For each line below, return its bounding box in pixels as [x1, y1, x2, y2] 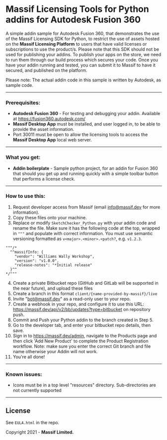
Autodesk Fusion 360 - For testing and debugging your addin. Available [12, 111, 161, 117]
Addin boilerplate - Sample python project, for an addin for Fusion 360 [12, 165, 158, 171]
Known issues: [5, 371, 43, 377]
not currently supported [12, 387, 61, 393]
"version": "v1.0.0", [14, 258, 59, 263]
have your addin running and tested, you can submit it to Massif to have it [5, 62, 156, 68]
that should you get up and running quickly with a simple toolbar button [12, 170, 159, 177]
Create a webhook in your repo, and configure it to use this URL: [12, 301, 144, 307]
